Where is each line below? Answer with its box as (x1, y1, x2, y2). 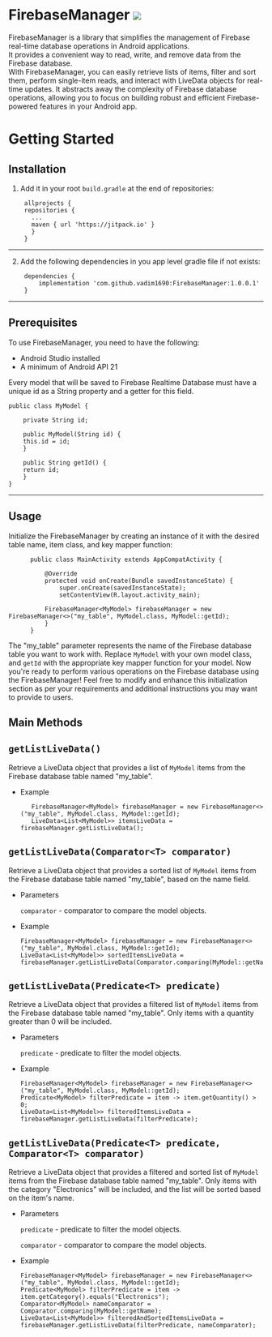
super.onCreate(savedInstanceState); (59, 584, 186, 592)
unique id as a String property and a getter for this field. (8, 386, 194, 396)
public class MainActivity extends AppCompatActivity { (29, 555, 223, 564)
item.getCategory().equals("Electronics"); (19, 1293, 170, 1301)
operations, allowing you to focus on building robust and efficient (8, 92, 226, 102)
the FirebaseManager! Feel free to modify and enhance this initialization (8, 675, 248, 684)
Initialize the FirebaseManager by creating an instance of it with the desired (8, 531, 260, 541)
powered (8, 101, 38, 111)
